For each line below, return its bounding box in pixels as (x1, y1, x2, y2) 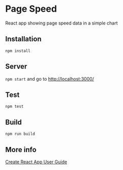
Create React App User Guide (5, 159, 68, 165)
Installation (5, 35, 42, 43)
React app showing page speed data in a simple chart (5, 20, 118, 26)
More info (5, 145, 37, 154)
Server (5, 62, 27, 71)
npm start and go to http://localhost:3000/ (5, 76, 94, 82)
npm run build (5, 131, 36, 137)
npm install (5, 48, 30, 54)
